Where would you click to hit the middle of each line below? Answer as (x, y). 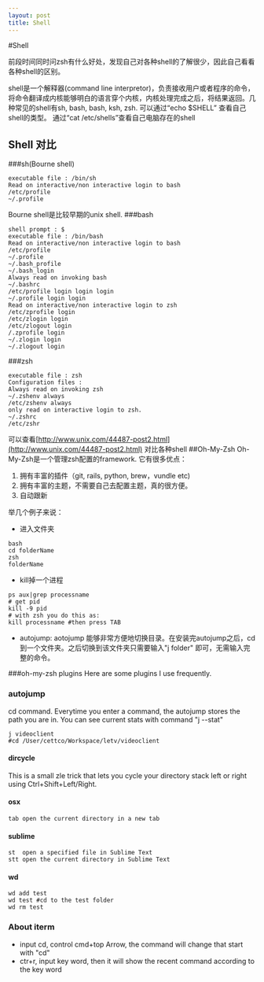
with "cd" (35, 952)
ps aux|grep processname (49, 595)
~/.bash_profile (35, 264)
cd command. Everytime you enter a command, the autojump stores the (125, 711)
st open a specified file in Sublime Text (81, 853)
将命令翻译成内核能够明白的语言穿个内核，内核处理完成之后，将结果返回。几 (132, 98)
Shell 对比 (32, 144)
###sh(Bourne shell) (41, 164)
